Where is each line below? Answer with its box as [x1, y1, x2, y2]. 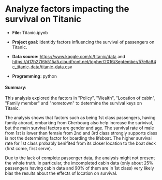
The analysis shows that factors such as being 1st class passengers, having [5, 115, 156, 120]
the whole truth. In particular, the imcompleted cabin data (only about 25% [5, 160, 154, 166]
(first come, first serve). [5, 146, 52, 151]
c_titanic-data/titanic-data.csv [12, 64, 73, 70]
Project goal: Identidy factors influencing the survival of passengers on [12, 39, 155, 45]
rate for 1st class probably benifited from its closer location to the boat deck [5, 140, 156, 146]
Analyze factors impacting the [5, 3, 130, 15]
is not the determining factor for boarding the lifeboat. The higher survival [5, 135, 152, 141]
